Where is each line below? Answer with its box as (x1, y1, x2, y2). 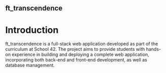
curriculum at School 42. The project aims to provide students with (5, 46, 145, 52)
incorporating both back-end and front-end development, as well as (5, 57, 147, 63)
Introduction (5, 24, 59, 36)
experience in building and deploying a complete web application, (12, 51, 150, 57)
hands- (146, 46, 161, 52)
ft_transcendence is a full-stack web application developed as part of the (5, 41, 158, 47)
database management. (5, 62, 55, 68)
